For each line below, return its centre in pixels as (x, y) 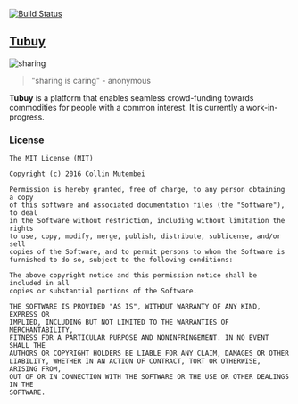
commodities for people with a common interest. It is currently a (127, 107)
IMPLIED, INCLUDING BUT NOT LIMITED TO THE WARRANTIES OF (119, 322)
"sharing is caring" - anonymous (91, 80)
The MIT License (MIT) (51, 159)
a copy (21, 198)
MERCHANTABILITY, (41, 330)
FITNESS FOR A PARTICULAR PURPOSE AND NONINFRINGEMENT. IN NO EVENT (139, 338)
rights (21, 229)
